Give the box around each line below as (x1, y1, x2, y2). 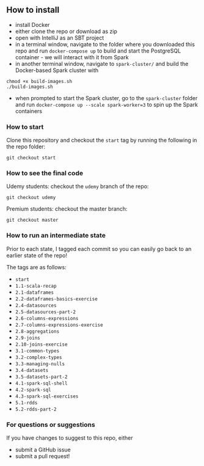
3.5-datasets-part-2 (15, 374, 68, 380)
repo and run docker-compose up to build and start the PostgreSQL (15, 47, 181, 54)
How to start (6, 122, 44, 131)
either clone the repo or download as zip (15, 27, 118, 35)
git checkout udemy (6, 195, 56, 201)
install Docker (15, 21, 50, 28)
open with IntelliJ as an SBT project (15, 34, 104, 42)
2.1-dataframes (15, 289, 54, 296)
